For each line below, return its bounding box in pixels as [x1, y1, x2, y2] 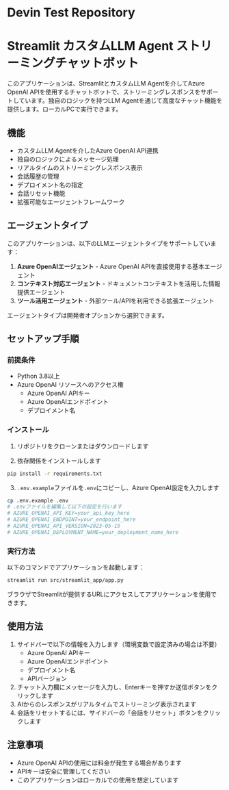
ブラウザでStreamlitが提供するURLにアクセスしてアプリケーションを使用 [7, 590, 211, 598]
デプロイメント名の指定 [16, 180, 83, 189]
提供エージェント [16, 288, 66, 296]
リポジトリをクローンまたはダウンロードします [16, 442, 149, 450]
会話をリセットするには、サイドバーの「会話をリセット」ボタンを [16, 709, 203, 717]
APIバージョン [27, 674, 67, 683]
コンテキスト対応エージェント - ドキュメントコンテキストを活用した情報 [16, 279, 221, 288]
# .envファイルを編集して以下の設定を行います [7, 503, 122, 511]
